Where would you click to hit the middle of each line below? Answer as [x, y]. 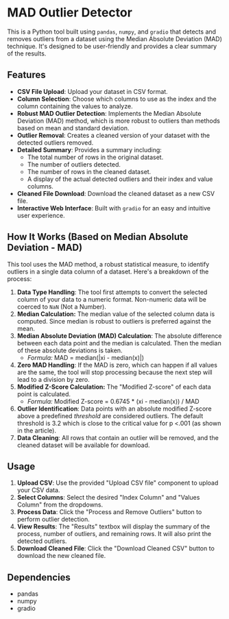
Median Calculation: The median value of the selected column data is [116, 314]
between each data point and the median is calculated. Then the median [119, 343]
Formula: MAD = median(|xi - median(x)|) [86, 357]
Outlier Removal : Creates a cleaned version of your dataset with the [113, 135]
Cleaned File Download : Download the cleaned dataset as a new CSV [116, 193]
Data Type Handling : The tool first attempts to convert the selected [112, 292]
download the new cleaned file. [61, 556]
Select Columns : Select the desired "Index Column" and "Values [108, 498]
